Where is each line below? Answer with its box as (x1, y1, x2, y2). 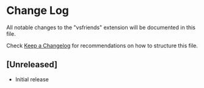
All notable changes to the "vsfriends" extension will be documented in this (6, 24, 196, 31)
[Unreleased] (6, 59, 58, 70)
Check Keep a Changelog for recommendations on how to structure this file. (6, 42, 199, 49)
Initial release (15, 75, 49, 83)
